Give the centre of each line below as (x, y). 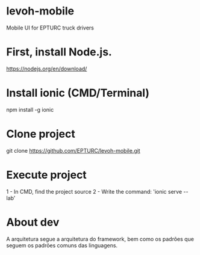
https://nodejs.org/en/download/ (47, 69)
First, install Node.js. (59, 52)
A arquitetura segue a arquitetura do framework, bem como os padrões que (100, 239)
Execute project (47, 175)
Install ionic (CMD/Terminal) (78, 93)
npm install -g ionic (30, 109)
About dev (33, 222)
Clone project (41, 134)
